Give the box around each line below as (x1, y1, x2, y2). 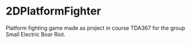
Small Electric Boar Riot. (5, 30, 66, 38)
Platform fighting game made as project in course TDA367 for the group (5, 24, 186, 31)
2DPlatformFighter (5, 4, 101, 18)
